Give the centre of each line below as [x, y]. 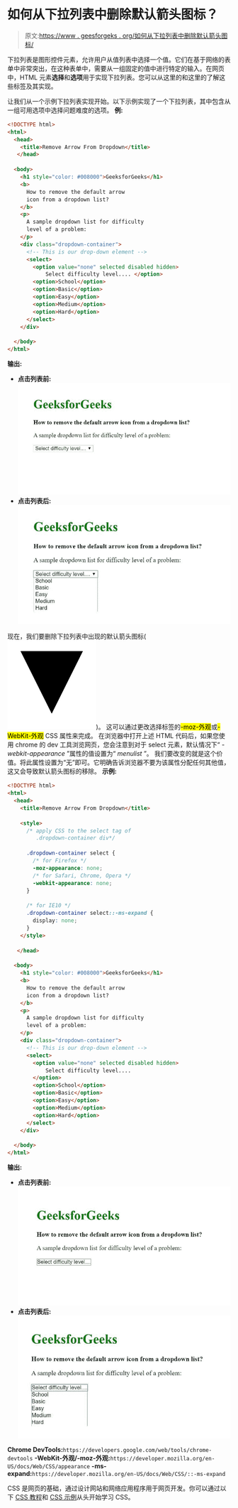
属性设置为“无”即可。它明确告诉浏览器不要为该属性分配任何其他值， [131, 763]
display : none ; [55, 921]
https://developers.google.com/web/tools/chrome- [137, 1450]
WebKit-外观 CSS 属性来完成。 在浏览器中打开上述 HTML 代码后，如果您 [113, 736]
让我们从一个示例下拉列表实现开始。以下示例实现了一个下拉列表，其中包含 [116, 101]
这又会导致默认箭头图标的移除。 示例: [62, 771]
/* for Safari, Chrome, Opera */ [82, 875]
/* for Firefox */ [60, 861]
